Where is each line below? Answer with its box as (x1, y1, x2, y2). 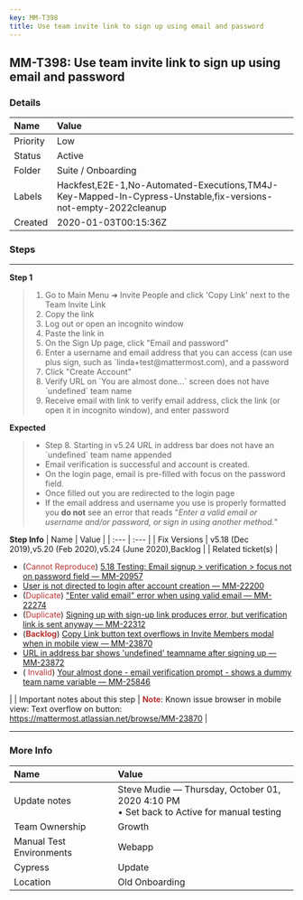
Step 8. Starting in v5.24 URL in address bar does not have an (44, 440, 275, 451)
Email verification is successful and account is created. (44, 459, 250, 470)
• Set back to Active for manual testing (117, 805, 282, 818)
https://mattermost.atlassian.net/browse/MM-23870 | (9, 713, 208, 724)
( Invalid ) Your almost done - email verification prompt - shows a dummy (22, 667, 292, 678)
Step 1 (9, 272, 33, 283)
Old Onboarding (117, 876, 186, 888)
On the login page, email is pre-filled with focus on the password (44, 469, 286, 480)
